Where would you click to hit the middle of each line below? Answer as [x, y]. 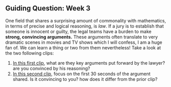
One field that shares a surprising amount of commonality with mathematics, [86, 20]
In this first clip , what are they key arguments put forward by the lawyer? [89, 63]
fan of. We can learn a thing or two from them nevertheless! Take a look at [83, 47]
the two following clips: [30, 53]
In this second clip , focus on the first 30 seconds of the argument [81, 74]
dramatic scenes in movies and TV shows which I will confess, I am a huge [84, 42]
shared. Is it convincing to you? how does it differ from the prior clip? [85, 79]
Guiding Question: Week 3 [48, 8]
